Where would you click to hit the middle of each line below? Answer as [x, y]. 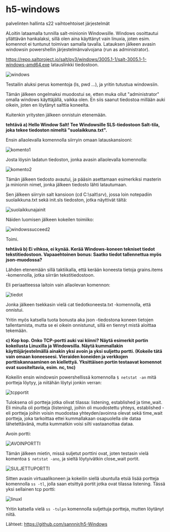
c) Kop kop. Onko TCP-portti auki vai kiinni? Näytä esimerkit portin [77, 340]
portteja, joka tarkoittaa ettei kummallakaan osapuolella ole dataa [73, 418]
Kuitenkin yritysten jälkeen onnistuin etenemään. [56, 115]
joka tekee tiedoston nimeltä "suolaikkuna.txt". [57, 130]
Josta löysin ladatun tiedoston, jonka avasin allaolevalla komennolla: [76, 159]
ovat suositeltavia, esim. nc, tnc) [41, 367]
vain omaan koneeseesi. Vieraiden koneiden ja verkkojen [67, 356]
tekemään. [17, 330]
